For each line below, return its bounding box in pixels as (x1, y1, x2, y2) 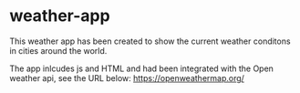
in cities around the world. (9, 45, 108, 56)
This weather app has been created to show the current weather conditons (9, 36, 291, 46)
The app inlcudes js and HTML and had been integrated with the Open (9, 63, 274, 74)
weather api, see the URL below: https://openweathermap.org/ (9, 72, 244, 83)
